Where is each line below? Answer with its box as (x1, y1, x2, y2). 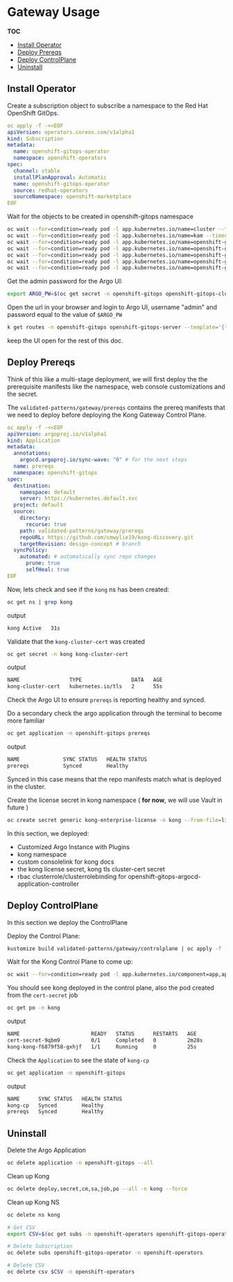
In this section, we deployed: (7, 829, 89, 837)
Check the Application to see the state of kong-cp (7, 1055, 150, 1064)
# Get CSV (7, 1224, 36, 1231)
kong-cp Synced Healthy (7, 1102, 104, 1109)
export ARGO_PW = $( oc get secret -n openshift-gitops (7, 290, 163, 297)
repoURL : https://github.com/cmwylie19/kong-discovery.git (19, 534, 194, 541)
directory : (19, 515, 51, 522)
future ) (7, 803, 29, 812)
